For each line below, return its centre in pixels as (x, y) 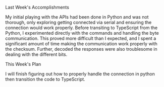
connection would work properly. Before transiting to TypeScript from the (81, 28)
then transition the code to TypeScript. (45, 79)
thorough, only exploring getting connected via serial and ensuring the (78, 22)
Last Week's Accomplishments (37, 7)
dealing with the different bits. (36, 54)
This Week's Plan (23, 64)
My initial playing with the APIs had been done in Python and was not (77, 17)
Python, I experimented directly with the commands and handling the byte (82, 33)
